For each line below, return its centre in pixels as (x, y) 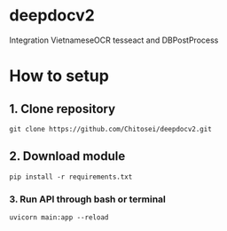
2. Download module (67, 156)
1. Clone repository (63, 109)
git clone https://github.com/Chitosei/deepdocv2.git (111, 129)
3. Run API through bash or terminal (88, 199)
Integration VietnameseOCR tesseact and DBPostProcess (114, 40)
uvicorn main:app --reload (59, 218)
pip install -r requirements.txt (71, 177)
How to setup (59, 76)
